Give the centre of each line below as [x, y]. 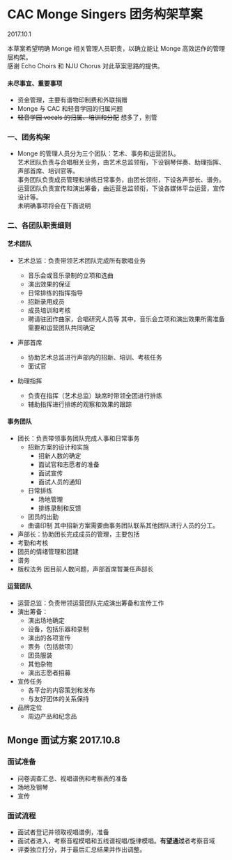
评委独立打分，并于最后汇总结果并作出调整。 [82, 849]
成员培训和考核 [49, 310]
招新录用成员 [46, 301]
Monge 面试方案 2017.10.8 [64, 740]
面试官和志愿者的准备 [69, 464]
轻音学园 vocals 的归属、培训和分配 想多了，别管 [87, 117]
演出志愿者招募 [49, 673]
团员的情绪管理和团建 [48, 551]
